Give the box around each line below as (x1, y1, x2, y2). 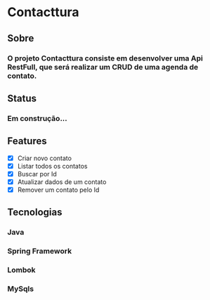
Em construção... (7, 113, 68, 123)
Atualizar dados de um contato (17, 177, 107, 186)
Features (7, 135, 47, 148)
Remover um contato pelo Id (17, 185, 100, 194)
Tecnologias (7, 207, 63, 219)
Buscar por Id (17, 169, 58, 178)
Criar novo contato (17, 154, 72, 162)
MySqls (7, 284, 34, 294)
